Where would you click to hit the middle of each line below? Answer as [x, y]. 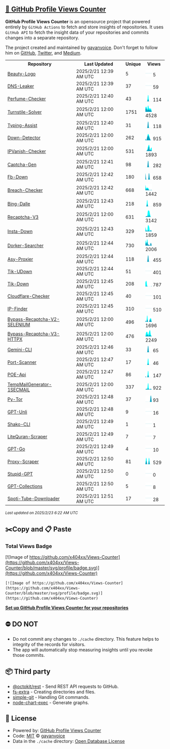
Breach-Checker [25, 190]
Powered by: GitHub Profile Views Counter [57, 731]
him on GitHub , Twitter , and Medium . [44, 53]
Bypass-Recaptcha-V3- [33, 334]
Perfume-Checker [27, 99]
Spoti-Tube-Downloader [33, 498]
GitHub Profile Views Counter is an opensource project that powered [78, 21]
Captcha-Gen [22, 164]
